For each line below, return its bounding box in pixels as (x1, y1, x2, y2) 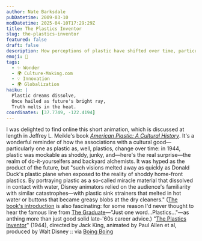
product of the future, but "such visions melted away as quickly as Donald (6, 164, 190, 171)
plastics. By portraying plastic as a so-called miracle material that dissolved (6, 177, 194, 184)
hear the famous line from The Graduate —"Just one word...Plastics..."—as (6, 209, 189, 216)
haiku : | (6, 87, 28, 93)
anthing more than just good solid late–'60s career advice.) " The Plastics (6, 215, 186, 222)
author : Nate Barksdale (6, 8, 66, 15)
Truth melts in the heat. (11, 103, 77, 110)
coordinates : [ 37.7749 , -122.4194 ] (6, 109, 96, 115)
